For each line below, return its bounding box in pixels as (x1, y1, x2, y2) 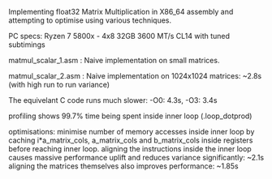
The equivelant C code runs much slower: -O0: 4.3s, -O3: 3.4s (8, 96, 218, 104)
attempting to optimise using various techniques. (8, 15, 172, 25)
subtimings (8, 40, 46, 49)
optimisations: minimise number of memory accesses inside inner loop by (8, 127, 255, 136)
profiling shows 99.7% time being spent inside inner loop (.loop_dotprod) (8, 111, 253, 121)
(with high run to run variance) (8, 80, 110, 89)
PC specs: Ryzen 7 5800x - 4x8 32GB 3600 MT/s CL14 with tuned (8, 32, 230, 40)
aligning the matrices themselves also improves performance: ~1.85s (8, 161, 239, 171)
